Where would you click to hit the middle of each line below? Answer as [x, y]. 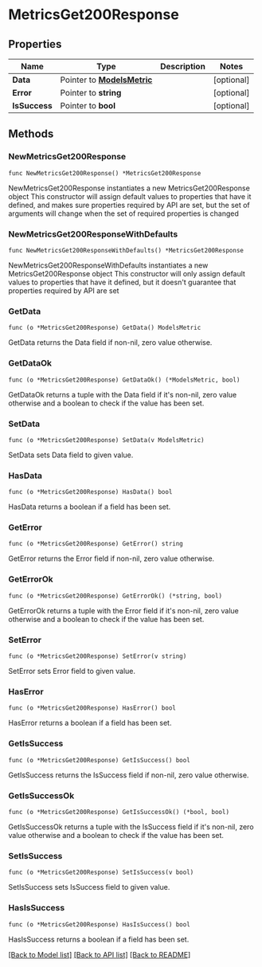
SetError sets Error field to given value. [72, 671]
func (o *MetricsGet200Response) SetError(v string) [98, 656]
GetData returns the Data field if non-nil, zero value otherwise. [110, 343]
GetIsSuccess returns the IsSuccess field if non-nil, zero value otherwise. [129, 775]
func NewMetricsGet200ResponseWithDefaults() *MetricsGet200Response [126, 250]
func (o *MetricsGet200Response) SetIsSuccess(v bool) [101, 873]
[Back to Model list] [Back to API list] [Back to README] [100, 954]
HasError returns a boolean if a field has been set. [90, 723]
